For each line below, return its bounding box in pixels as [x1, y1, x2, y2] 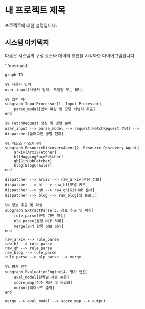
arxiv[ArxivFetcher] [14, 150, 57, 155]
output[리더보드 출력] [14, 285, 55, 290]
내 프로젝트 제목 [5, 5, 66, 16]
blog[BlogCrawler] [14, 163, 52, 168]
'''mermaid [5, 62, 27, 68]
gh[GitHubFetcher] [14, 158, 52, 163]
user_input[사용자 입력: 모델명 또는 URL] [5, 87, 84, 92]
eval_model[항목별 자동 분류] [14, 275, 70, 280]
